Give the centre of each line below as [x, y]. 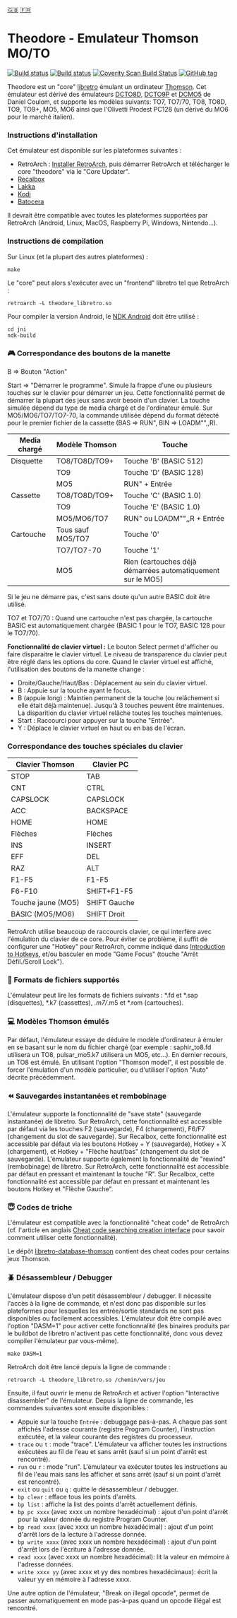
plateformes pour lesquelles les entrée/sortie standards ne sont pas [106, 1311]
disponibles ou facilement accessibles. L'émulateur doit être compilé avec [115, 1318]
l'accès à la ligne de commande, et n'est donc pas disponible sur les [107, 1303]
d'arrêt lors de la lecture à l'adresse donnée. [82, 1534]
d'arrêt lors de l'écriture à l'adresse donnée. [81, 1549]
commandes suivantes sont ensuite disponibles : [78, 1407]
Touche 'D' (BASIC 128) [164, 472]
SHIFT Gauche [111, 903]
